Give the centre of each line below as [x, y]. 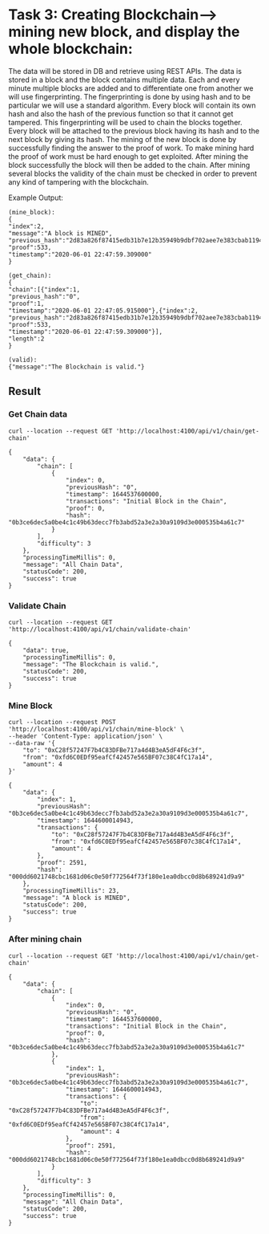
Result [25, 391]
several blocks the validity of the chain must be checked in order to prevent [133, 173]
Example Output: [36, 198]
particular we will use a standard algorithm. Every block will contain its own [132, 105]
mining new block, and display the [124, 32]
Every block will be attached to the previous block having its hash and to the [134, 131]
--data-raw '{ [32, 743]
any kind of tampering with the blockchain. [79, 181]
